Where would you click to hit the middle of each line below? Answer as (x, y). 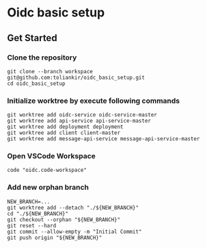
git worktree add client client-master (64, 133)
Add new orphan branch (48, 188)
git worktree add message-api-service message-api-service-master (104, 139)
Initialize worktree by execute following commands (94, 101)
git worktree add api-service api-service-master (79, 121)
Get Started (32, 38)
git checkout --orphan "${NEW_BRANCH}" (64, 220)
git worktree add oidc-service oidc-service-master (82, 115)
